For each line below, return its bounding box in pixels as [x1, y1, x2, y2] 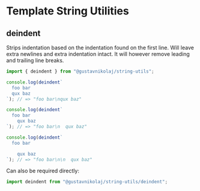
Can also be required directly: [6, 167, 80, 175]
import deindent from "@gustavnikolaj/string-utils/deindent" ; [6, 179, 168, 185]
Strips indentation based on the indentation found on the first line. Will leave [6, 44, 194, 51]
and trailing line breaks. [6, 57, 64, 64]
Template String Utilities [6, 4, 129, 18]
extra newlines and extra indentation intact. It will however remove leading [6, 50, 190, 58]
